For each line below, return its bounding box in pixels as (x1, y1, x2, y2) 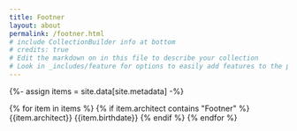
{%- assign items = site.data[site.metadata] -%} (9, 85, 184, 97)
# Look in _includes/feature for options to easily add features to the (9, 62, 283, 71)
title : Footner (9, 12, 65, 22)
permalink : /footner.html (9, 29, 104, 38)
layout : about (9, 21, 62, 30)
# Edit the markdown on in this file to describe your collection (9, 54, 259, 62)
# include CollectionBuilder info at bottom (9, 37, 176, 47)
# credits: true (9, 46, 69, 55)
